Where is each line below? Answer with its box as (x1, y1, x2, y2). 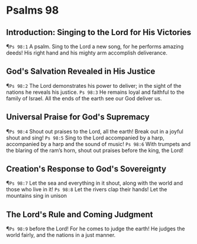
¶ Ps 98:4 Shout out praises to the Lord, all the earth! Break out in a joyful (6, 128, 183, 135)
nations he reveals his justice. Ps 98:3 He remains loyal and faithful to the (6, 88, 185, 96)
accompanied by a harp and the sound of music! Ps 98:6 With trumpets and (6, 140, 191, 147)
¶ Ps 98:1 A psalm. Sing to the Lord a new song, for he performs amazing (6, 43, 184, 50)
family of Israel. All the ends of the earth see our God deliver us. (6, 94, 162, 102)
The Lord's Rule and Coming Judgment (6, 209, 153, 220)
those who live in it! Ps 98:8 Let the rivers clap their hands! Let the (6, 186, 167, 193)
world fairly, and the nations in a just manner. (6, 232, 116, 239)
